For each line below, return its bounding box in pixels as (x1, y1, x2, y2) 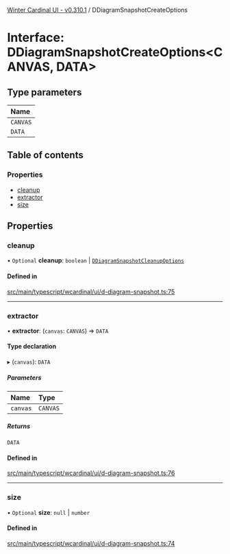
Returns (7, 422, 31, 430)
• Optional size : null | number (7, 508, 90, 516)
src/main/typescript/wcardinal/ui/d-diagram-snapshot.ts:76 (7, 469, 175, 477)
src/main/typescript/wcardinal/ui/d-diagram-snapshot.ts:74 (7, 539, 175, 547)
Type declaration (7, 342, 57, 351)
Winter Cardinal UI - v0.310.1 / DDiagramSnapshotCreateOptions (7, 6, 188, 14)
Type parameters (7, 86, 82, 98)
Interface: (7, 30, 65, 45)
